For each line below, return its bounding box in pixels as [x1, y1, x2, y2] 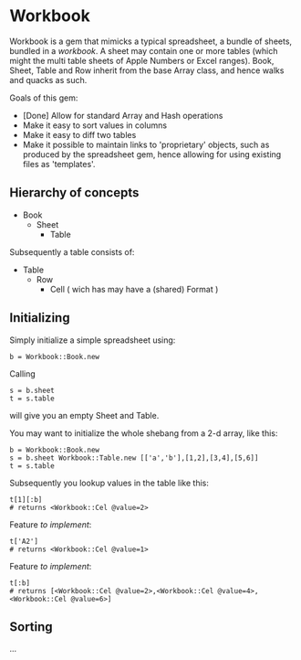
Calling [9, 367, 36, 379]
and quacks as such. [9, 74, 88, 85]
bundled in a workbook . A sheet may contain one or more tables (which [9, 45, 278, 56]
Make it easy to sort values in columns [22, 120, 168, 131]
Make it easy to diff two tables [22, 129, 137, 140]
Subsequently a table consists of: [9, 246, 135, 257]
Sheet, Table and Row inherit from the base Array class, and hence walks [9, 65, 285, 76]
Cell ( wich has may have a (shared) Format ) [49, 283, 219, 294]
